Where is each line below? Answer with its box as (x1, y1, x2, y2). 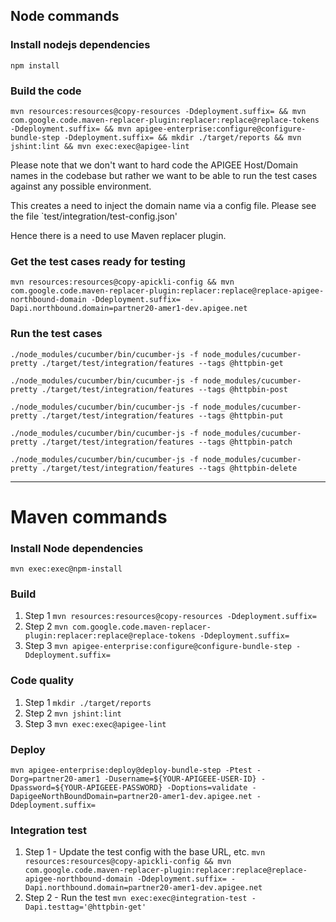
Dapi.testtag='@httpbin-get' (24, 902, 147, 913)
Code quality (10, 674, 75, 688)
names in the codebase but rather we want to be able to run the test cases (10, 169, 318, 181)
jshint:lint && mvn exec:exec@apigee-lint (10, 141, 190, 151)
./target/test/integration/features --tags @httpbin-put (41, 410, 284, 421)
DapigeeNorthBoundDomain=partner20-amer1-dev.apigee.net (10, 791, 253, 801)
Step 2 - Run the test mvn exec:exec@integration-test (24, 892, 248, 904)
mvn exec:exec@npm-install (10, 564, 123, 574)
